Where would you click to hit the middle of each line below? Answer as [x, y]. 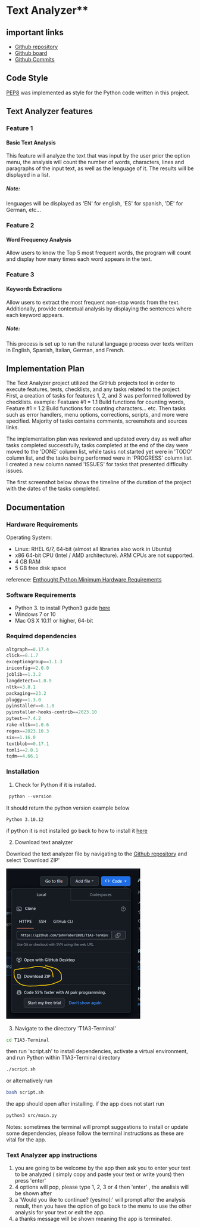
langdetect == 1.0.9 [29, 681]
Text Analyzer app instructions [52, 1155]
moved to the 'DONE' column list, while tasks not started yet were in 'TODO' [99, 452]
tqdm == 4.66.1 [22, 756]
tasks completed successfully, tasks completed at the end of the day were [97, 445]
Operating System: [29, 537]
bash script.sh [25, 1092]
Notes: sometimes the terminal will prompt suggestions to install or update [97, 1127]
